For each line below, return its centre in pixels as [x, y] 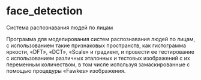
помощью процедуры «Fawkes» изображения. [66, 70]
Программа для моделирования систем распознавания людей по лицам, [101, 39]
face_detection [44, 11]
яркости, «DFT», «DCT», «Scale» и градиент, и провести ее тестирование [100, 51]
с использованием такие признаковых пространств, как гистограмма [96, 45]
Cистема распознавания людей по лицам [60, 27]
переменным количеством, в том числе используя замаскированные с [98, 64]
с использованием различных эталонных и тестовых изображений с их [98, 58]
